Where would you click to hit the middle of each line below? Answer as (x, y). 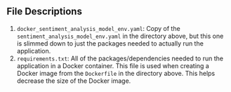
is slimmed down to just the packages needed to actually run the (110, 43)
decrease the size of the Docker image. (74, 81)
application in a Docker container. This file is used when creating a (113, 65)
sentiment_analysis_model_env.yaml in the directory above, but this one (120, 36)
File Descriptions (44, 12)
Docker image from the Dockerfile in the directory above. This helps (116, 73)
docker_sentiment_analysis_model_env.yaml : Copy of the (98, 28)
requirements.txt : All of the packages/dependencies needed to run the (120, 58)
